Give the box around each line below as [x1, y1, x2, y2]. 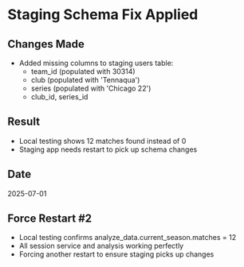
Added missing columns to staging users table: [18, 58, 174, 68]
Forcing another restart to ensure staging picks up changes [18, 250, 214, 259]
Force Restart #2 [7, 212, 92, 226]
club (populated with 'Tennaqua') [30, 75, 140, 84]
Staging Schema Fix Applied [7, 6, 199, 24]
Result [7, 115, 41, 129]
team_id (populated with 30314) [30, 67, 136, 76]
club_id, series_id [30, 92, 89, 101]
